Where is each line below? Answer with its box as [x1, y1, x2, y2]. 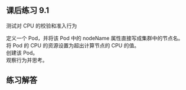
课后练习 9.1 [6, 5, 50, 16]
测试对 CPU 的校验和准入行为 [6, 22, 77, 29]
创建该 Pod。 [6, 49, 38, 56]
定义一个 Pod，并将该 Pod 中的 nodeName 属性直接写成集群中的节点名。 [6, 34, 184, 41]
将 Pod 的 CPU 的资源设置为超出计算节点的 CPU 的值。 [6, 41, 140, 49]
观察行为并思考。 [6, 56, 48, 63]
